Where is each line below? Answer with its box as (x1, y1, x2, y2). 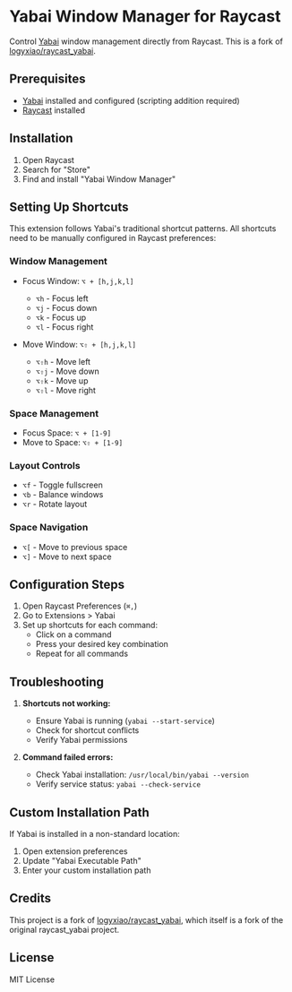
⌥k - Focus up (35, 312, 87, 323)
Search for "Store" (21, 164, 91, 175)
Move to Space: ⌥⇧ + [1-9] (21, 436, 124, 447)
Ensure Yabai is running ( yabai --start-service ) (35, 715, 215, 727)
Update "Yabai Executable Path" (21, 856, 142, 866)
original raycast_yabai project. (9, 924, 120, 935)
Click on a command (35, 629, 112, 640)
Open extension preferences (21, 846, 128, 857)
